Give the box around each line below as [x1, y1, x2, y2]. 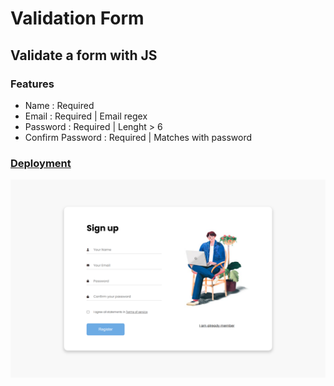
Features [10, 77, 55, 91]
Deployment [10, 156, 72, 170]
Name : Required [24, 99, 95, 111]
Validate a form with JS [10, 47, 158, 64]
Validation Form [10, 7, 145, 30]
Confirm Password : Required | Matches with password [24, 131, 253, 143]
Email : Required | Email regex [24, 110, 148, 122]
